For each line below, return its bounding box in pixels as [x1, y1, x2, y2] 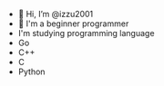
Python [17, 66, 46, 77]
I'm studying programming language [17, 28, 155, 38]
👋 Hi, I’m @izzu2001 [17, 9, 94, 19]
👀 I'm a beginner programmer [17, 18, 129, 29]
